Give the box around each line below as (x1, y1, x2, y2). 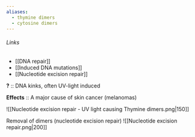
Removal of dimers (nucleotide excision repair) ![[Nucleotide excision (6, 117, 178, 124)
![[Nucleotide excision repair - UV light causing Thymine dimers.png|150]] (6, 105, 190, 112)
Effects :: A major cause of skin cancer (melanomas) (6, 94, 137, 101)
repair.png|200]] (6, 123, 48, 130)
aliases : (6, 8, 28, 15)
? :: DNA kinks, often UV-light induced (6, 82, 101, 89)
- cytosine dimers (11, 20, 58, 26)
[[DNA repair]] (14, 57, 51, 65)
